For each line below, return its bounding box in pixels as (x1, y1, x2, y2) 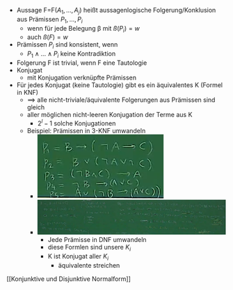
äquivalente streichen (58, 261, 120, 269)
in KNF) (16, 88, 39, 96)
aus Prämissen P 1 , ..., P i (16, 15, 83, 25)
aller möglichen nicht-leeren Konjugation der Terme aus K (26, 110, 193, 119)
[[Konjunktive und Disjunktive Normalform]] (6, 275, 131, 283)
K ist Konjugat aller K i (47, 252, 109, 262)
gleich (26, 102, 45, 111)
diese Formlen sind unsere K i (47, 243, 131, 253)
